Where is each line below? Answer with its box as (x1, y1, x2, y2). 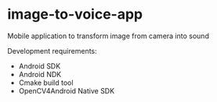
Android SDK (18, 61, 61, 71)
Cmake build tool (18, 78, 74, 87)
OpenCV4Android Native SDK (18, 86, 115, 95)
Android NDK (18, 69, 62, 79)
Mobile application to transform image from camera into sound (7, 31, 209, 40)
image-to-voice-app (7, 5, 143, 23)
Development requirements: (7, 46, 97, 55)
